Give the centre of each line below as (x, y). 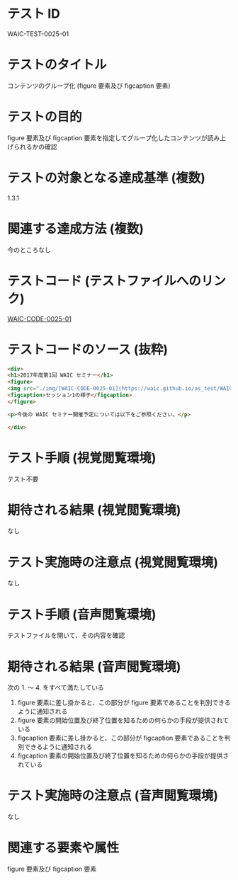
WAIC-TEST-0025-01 (38, 34)
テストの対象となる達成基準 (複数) (106, 178)
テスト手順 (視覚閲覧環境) (82, 458)
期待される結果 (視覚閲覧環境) (94, 510)
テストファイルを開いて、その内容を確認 (66, 635)
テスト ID (34, 14)
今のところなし (29, 250)
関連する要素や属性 (63, 848)
